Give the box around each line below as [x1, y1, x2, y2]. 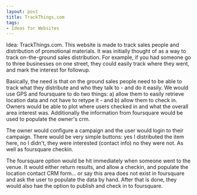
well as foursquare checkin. [6, 146, 74, 153]
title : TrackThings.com [6, 14, 65, 20]
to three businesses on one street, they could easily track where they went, [6, 60, 190, 67]
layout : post [6, 8, 38, 15]
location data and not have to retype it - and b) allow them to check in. [6, 97, 177, 104]
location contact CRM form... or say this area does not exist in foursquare [6, 170, 185, 177]
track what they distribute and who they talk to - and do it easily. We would [6, 84, 189, 92]
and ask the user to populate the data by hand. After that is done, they [6, 176, 177, 183]
